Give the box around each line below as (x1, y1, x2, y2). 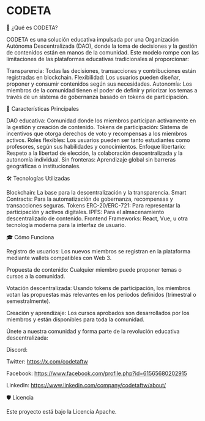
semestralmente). (6, 297, 51, 305)
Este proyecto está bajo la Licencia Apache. (6, 408, 117, 415)
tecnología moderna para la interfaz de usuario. (6, 221, 127, 228)
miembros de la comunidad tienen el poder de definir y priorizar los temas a (6, 86, 198, 94)
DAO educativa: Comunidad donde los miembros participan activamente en (6, 117, 196, 124)
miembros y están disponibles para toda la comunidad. (6, 316, 145, 323)
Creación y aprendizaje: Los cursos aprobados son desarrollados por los (6, 309, 190, 316)
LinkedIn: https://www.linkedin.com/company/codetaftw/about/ (6, 381, 166, 389)
